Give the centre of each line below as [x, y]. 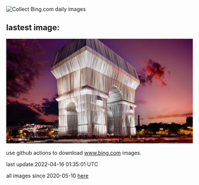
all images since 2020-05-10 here [47, 176]
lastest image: [33, 27]
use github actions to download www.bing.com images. [74, 153]
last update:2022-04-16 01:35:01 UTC [52, 164]
